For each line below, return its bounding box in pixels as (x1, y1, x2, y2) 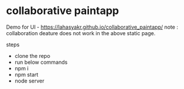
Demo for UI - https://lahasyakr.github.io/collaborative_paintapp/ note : (6, 23, 179, 30)
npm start (14, 71, 38, 78)
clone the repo (14, 52, 51, 59)
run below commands (14, 59, 68, 66)
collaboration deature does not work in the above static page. (6, 29, 156, 36)
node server (14, 77, 45, 84)
